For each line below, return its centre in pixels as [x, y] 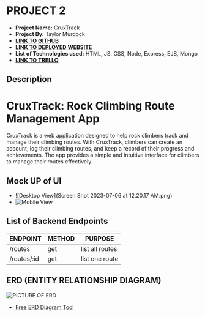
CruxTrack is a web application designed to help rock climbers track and [97, 136]
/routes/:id [24, 259]
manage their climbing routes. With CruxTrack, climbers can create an [95, 142]
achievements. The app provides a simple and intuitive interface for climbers [103, 155]
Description [29, 79]
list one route [99, 259]
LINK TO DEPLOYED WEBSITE [54, 47]
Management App [53, 118]
